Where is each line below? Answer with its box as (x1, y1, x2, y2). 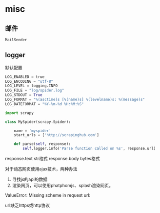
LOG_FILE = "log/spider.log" (5, 88, 64, 93)
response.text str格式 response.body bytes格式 (5, 156, 100, 162)
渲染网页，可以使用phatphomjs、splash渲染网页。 (12, 183, 114, 189)
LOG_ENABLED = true (5, 74, 45, 79)
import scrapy (5, 110, 34, 116)
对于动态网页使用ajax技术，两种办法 (5, 166, 78, 172)
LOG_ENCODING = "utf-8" (5, 79, 54, 84)
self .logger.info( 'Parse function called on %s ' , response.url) (22, 146, 156, 151)
